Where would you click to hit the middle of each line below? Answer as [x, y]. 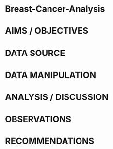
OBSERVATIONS [38, 119]
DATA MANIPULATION [50, 75]
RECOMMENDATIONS [50, 141]
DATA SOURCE [35, 53]
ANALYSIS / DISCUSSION [57, 97]
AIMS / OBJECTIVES [47, 31]
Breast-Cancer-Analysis [55, 9]
